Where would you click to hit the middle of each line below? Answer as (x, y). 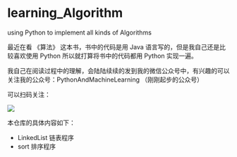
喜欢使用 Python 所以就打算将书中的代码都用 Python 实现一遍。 (105, 56)
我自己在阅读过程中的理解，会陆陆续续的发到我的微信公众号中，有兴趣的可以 (119, 70)
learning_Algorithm (65, 13)
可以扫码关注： (29, 94)
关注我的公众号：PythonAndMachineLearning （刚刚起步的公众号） (105, 80)
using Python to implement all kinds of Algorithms (79, 32)
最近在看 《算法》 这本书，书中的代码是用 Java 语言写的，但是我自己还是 (114, 46)
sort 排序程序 (37, 146)
